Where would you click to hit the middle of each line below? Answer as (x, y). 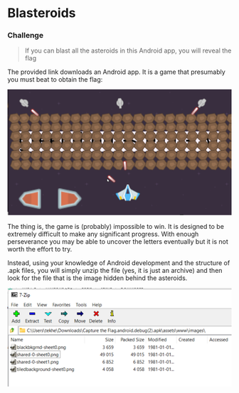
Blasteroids (42, 13)
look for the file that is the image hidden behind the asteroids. (97, 278)
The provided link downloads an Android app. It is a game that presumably (116, 72)
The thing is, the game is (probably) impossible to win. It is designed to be (116, 226)
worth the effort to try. (40, 249)
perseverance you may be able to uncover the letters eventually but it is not (118, 241)
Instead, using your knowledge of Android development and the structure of (119, 263)
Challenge (26, 36)
